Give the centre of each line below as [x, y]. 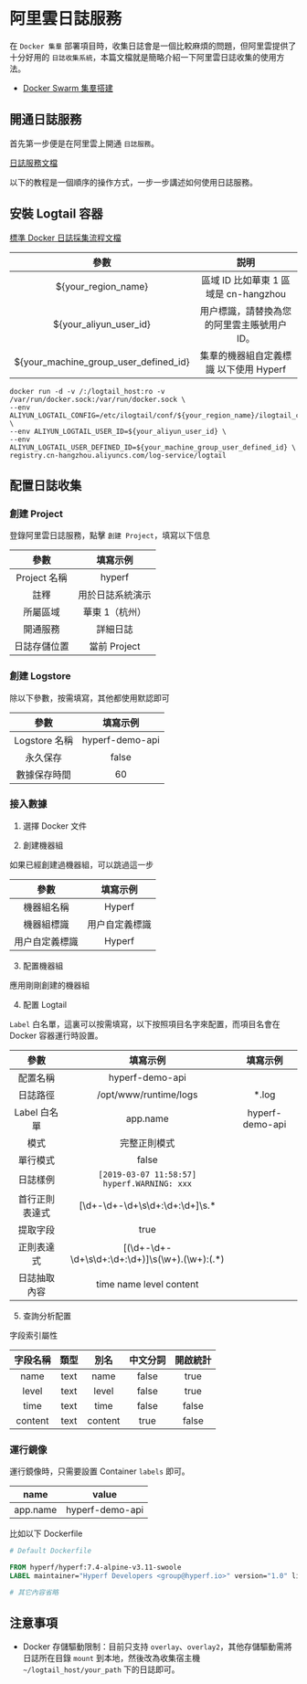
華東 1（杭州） [115, 612]
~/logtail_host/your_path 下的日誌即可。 [101, 1669]
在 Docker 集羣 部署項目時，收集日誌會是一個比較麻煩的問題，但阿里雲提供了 [153, 46]
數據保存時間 [43, 775]
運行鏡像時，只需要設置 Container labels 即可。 [100, 1471]
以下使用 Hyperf [252, 369]
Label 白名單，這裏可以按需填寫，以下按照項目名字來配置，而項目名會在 [145, 1023]
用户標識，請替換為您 [246, 311]
